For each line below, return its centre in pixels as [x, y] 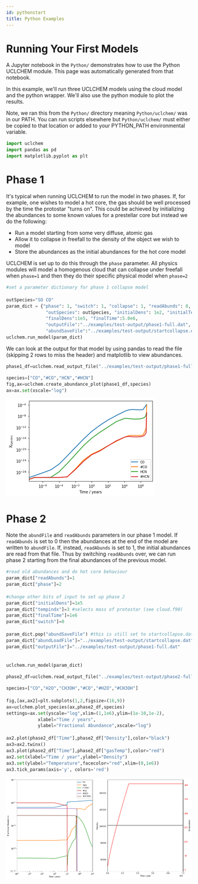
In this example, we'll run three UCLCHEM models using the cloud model [94, 89]
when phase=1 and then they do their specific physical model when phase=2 [97, 276]
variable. [17, 132]
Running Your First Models [72, 49]
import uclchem [25, 144]
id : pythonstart [26, 12]
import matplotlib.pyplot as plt [47, 156]
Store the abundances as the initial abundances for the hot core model [100, 252]
